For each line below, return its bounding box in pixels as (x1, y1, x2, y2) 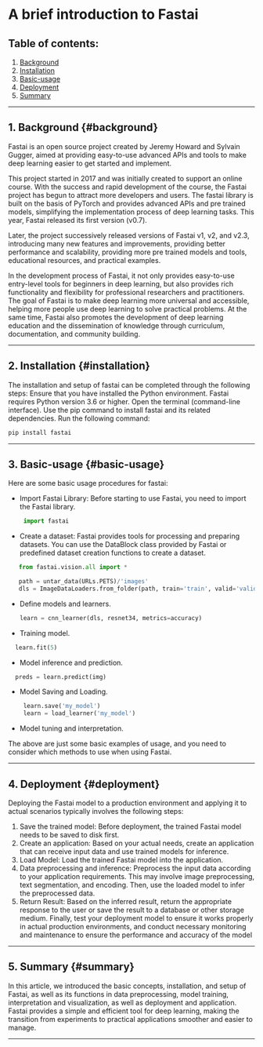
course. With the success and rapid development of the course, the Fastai (8, 182, 247, 192)
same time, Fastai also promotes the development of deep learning (8, 312, 224, 322)
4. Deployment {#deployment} (8, 777, 160, 790)
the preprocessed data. (19, 888, 95, 898)
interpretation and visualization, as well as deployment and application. (8, 998, 237, 1007)
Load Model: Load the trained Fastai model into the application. (19, 855, 224, 864)
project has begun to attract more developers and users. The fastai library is (8, 190, 254, 199)
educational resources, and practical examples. (8, 255, 161, 264)
